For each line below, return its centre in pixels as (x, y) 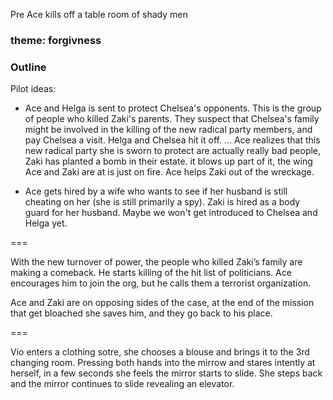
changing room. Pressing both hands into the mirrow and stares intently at (163, 363)
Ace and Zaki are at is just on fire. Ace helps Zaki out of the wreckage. (169, 172)
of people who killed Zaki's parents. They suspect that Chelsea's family (172, 119)
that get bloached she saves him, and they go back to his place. (141, 313)
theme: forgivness (56, 40)
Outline (28, 67)
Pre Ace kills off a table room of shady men (99, 14)
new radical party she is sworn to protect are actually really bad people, (173, 151)
